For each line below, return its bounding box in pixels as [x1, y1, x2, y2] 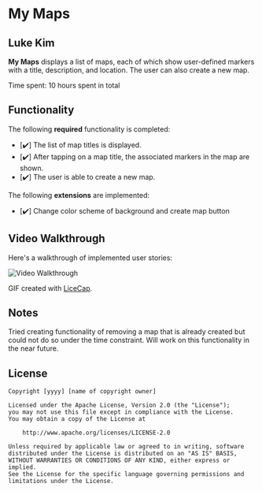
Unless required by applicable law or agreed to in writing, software [8, 443, 245, 451]
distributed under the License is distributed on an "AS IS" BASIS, [8, 450, 238, 458]
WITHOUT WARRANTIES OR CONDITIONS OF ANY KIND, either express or [8, 456, 231, 465]
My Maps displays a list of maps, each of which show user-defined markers [8, 57, 255, 66]
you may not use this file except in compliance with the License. [8, 408, 234, 416]
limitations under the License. [8, 478, 114, 485]
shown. [19, 163, 44, 173]
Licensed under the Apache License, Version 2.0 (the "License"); [8, 401, 231, 410]
